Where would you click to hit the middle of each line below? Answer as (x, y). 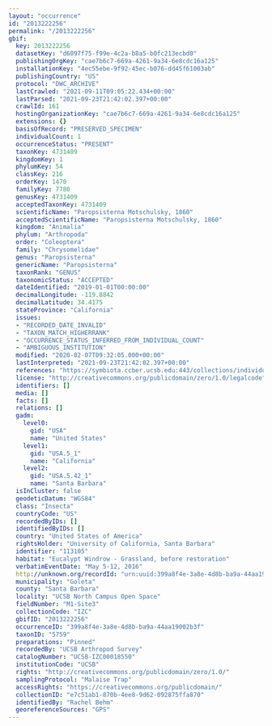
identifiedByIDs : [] (50, 529)
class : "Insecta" (45, 506)
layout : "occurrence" (45, 16)
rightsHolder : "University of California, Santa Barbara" (116, 544)
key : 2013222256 (43, 46)
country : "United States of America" (79, 536)
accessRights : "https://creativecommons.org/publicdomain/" (119, 687)
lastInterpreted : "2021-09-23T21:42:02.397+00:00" (103, 363)
